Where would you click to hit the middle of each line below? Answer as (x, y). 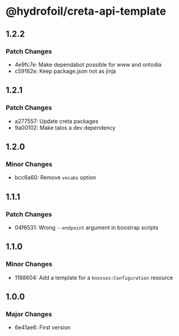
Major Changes (29, 314)
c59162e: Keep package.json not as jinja (65, 71)
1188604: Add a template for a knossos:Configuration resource (94, 277)
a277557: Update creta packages (57, 121)
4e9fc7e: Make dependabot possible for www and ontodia (88, 64)
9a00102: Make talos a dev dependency (65, 127)
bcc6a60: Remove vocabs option (55, 177)
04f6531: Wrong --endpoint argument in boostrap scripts (86, 227)
